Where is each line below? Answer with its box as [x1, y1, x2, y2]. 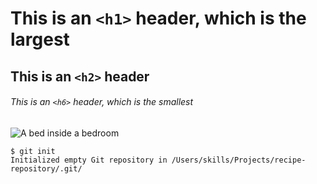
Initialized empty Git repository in [10, 155, 168, 165]
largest [10, 28, 70, 51]
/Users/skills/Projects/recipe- [171, 155, 307, 165]
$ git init [10, 146, 56, 156]
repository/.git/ [10, 163, 83, 174]
